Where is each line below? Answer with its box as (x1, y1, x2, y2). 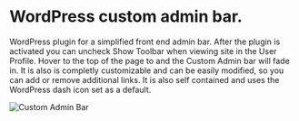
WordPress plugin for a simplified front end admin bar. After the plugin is (9, 36, 281, 47)
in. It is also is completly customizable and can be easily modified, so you (9, 65, 284, 76)
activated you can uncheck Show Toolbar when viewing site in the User (9, 45, 277, 56)
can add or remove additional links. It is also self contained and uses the (9, 74, 280, 85)
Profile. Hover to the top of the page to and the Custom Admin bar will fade (9, 55, 291, 66)
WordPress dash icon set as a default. (9, 84, 152, 95)
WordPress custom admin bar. (9, 6, 243, 27)
